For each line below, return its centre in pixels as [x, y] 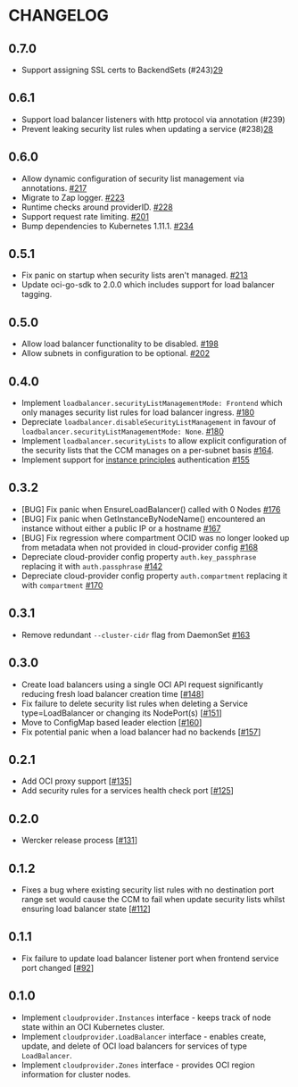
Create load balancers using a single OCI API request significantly [142, 685]
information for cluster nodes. [76, 1074]
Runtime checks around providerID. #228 [97, 207]
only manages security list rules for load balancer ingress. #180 [138, 412]
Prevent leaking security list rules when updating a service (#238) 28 [147, 129]
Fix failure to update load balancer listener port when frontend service [150, 958]
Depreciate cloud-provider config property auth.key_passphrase [139, 556]
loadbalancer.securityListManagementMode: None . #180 [122, 431]
